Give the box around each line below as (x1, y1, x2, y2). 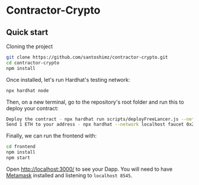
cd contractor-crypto (6, 60, 60, 66)
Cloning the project (6, 43, 53, 50)
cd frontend (6, 143, 36, 150)
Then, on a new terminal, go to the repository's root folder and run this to (6, 98, 184, 106)
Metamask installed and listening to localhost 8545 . (6, 171, 133, 178)
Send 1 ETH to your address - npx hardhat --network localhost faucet (6, 122, 184, 127)
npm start (6, 155, 31, 161)
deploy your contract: (6, 104, 59, 111)
